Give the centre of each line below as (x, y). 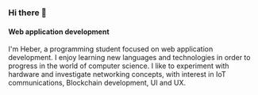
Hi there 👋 (28, 13)
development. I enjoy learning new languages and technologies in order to (129, 58)
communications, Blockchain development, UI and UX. (97, 83)
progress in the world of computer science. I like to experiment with (119, 66)
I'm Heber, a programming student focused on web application (111, 49)
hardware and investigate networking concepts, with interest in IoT (117, 74)
